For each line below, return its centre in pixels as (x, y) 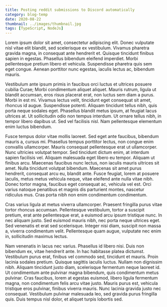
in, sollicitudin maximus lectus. (37, 236)
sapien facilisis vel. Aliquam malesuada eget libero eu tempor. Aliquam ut (80, 157)
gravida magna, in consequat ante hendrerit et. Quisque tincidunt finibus (80, 53)
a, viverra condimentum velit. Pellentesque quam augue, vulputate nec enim (83, 231)
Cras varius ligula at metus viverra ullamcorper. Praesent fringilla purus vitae (84, 204)
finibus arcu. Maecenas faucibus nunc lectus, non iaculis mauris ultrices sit (82, 163)
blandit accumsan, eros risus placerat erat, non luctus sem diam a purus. (80, 95)
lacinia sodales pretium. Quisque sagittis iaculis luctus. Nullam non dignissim (84, 262)
